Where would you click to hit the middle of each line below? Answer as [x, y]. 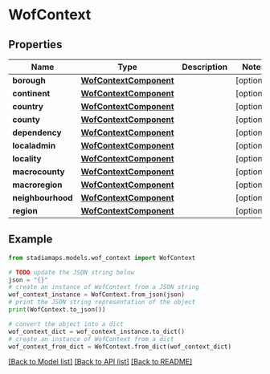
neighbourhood [43, 198]
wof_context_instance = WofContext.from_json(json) [96, 295]
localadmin [34, 146]
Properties [35, 45]
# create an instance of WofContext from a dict [91, 339]
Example [31, 240]
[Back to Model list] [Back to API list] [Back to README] [100, 362]
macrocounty [39, 172]
